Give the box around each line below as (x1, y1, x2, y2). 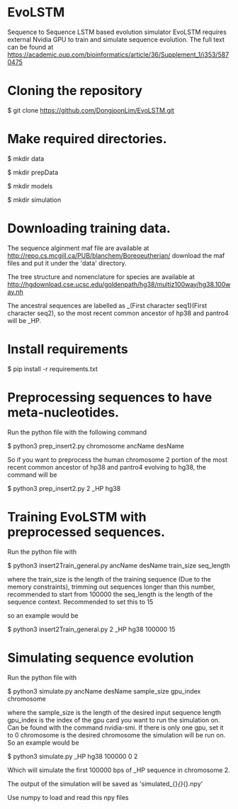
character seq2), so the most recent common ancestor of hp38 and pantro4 (7, 309, 229, 317)
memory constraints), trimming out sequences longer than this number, (7, 582, 215, 591)
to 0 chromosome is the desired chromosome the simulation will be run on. (7, 730, 226, 739)
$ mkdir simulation (7, 196, 62, 204)
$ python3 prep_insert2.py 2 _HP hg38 (7, 484, 121, 492)
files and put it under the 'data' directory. (7, 259, 127, 267)
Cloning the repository (7, 83, 143, 99)
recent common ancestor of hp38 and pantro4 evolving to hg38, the (7, 463, 207, 471)
